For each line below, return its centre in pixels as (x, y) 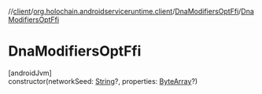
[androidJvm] (30, 73)
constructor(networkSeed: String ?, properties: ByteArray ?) (103, 81)
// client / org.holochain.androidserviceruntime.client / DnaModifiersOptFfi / (125, 11)
